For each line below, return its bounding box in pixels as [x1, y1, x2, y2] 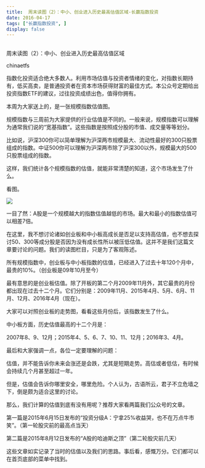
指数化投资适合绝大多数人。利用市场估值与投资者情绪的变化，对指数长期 [6, 74, 188, 81]
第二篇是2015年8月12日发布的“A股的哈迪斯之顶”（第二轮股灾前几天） [6, 434, 180, 442]
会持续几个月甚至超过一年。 [6, 367, 76, 374]
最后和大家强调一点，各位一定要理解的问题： [6, 346, 119, 354]
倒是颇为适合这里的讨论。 [16, 388, 81, 395]
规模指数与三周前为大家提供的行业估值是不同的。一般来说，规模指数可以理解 [6, 116, 199, 123]
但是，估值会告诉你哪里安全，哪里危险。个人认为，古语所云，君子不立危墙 [6, 380, 193, 387]
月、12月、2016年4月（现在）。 [6, 294, 84, 302]
